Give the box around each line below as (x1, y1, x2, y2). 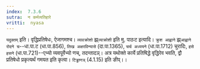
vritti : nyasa (6, 20, 44, 26)
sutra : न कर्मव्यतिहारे (6, 14, 51, 20)
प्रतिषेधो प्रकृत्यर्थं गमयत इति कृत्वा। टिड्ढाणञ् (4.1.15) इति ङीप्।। (6, 56, 128, 63)
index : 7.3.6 (6, 8, 42, 15)
